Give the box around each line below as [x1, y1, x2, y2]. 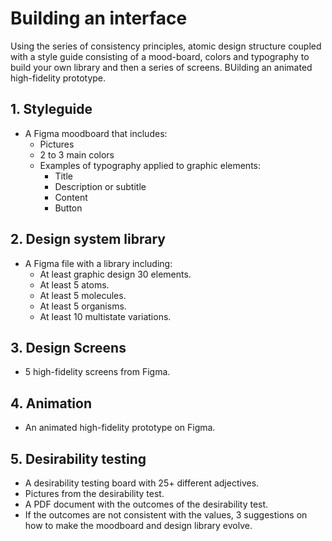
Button [54, 202, 83, 214]
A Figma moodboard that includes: [24, 127, 168, 139]
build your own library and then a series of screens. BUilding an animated [10, 61, 313, 73]
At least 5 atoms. [39, 278, 110, 291]
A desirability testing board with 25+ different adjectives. [24, 477, 260, 489]
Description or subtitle [54, 180, 147, 192]
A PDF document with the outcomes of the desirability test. [24, 498, 269, 510]
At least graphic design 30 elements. [39, 268, 192, 280]
